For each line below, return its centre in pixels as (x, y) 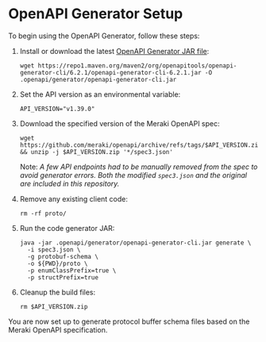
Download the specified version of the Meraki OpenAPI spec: (120, 123)
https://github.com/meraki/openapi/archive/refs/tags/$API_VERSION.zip (141, 145)
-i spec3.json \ (54, 250)
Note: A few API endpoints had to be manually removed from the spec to (139, 167)
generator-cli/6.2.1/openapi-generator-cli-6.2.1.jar (110, 72)
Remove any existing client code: (74, 198)
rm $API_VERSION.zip (54, 306)
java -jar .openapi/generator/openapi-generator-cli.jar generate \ (135, 243)
